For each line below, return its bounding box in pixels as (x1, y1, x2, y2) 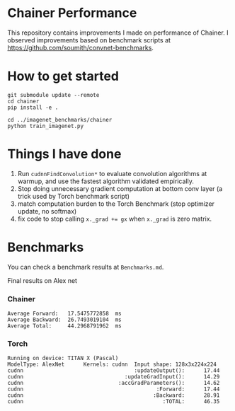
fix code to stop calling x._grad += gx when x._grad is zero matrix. (17, 214, 212, 223)
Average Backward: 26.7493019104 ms (7, 316, 122, 323)
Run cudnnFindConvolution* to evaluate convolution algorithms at (17, 169, 207, 178)
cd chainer (7, 98, 40, 105)
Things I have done (7, 146, 122, 162)
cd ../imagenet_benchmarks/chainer (7, 116, 113, 123)
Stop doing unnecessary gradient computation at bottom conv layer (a (17, 184, 223, 192)
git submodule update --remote (7, 91, 100, 98)
